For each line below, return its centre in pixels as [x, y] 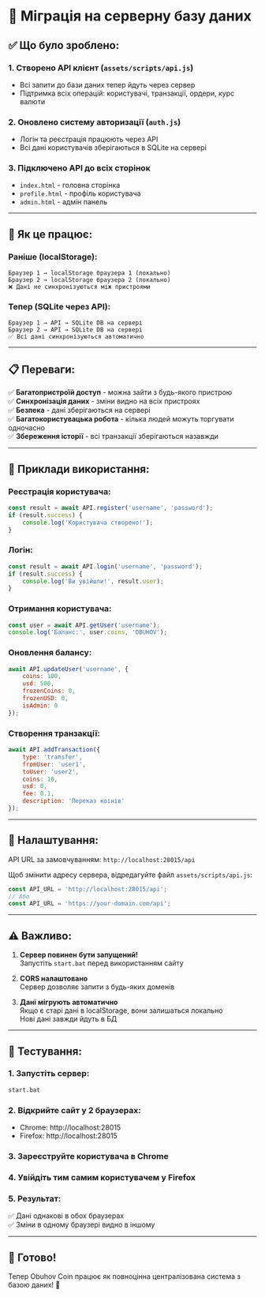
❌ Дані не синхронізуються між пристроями [80, 287]
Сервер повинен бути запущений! [78, 955]
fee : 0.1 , [39, 794]
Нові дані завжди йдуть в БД [68, 1019]
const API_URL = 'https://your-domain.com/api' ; [90, 904]
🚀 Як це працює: [50, 234]
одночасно [27, 428]
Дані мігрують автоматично [69, 1003]
